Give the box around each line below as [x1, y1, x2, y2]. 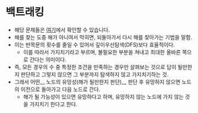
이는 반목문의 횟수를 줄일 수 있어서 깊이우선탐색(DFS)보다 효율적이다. [14, 41, 175, 48]
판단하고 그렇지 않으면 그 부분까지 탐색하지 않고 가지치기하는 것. [20, 71, 169, 78]
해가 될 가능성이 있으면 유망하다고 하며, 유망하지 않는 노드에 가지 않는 [23, 93, 184, 100]
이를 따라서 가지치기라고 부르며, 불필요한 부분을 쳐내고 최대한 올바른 [23, 48, 181, 55]
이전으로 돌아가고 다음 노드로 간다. [20, 86, 101, 93]
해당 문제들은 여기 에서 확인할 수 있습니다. [14, 26, 110, 33]
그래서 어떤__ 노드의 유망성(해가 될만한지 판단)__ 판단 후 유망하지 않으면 [14, 78, 181, 85]
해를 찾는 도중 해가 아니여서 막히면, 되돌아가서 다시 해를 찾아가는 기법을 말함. [14, 33, 193, 40]
